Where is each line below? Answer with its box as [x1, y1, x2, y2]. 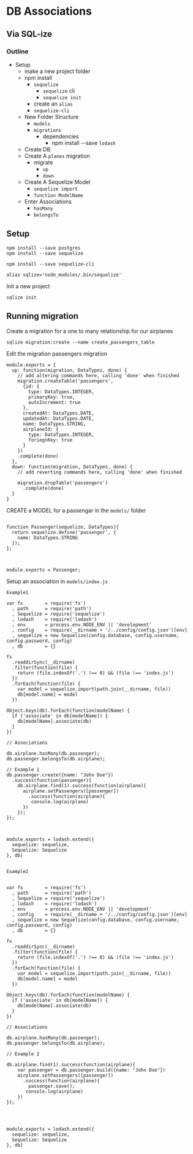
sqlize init [6, 294, 37, 300]
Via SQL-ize [6, 29, 53, 39]
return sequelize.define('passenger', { [12, 529, 116, 535]
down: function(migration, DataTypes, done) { [12, 464, 133, 470]
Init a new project [6, 282, 50, 289]
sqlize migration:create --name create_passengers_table [6, 339, 155, 345]
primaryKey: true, [28, 394, 75, 400]
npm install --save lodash [51, 139, 116, 147]
